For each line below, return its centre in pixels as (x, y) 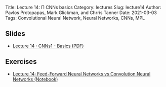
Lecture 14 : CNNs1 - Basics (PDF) (48, 46)
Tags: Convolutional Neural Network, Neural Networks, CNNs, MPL (75, 18)
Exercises (21, 62)
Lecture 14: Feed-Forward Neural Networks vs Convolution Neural (81, 74)
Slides (15, 34)
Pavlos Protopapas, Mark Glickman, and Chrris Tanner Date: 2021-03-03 (81, 13)
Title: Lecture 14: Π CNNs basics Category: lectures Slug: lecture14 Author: (83, 7)
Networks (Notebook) (35, 79)
